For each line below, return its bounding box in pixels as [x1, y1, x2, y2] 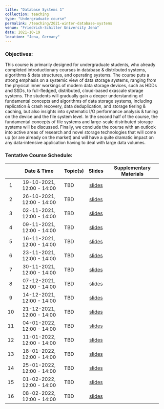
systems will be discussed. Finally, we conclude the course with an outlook [5, 124, 156, 130]
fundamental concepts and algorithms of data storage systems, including [5, 98, 152, 104]
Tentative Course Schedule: [5, 152, 73, 159]
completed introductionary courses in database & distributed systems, [5, 67, 146, 73]
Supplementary [114, 164, 151, 171]
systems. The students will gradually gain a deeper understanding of [5, 93, 143, 99]
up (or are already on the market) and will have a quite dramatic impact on [5, 135, 154, 140]
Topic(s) [64, 167, 84, 174]
